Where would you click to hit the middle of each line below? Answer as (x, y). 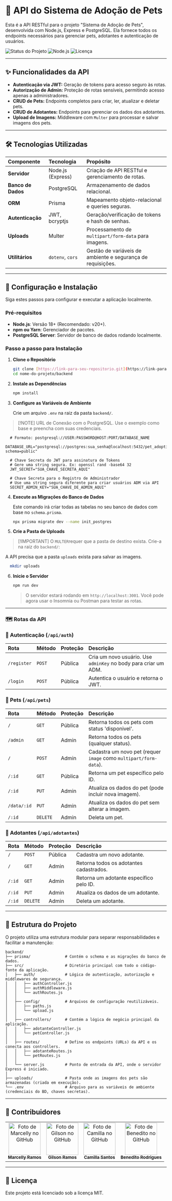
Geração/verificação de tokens (124, 215)
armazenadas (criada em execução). (43, 1083)
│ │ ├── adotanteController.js (43, 1029)
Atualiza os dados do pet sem (124, 802)
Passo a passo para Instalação (44, 348)
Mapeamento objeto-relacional (124, 200)
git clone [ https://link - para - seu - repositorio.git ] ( (70, 369)
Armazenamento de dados (118, 185)
